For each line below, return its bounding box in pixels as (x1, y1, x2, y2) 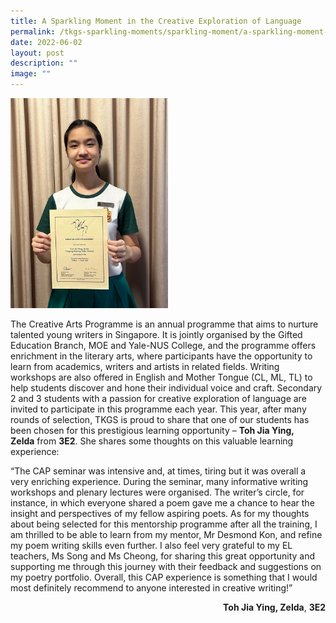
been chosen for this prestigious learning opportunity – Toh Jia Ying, (10, 425, 295, 436)
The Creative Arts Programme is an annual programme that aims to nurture (10, 318, 319, 330)
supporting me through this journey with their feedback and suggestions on (10, 561, 322, 572)
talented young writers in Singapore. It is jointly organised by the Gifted (10, 329, 303, 340)
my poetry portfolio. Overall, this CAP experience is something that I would (10, 571, 318, 583)
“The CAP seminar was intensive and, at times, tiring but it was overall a (10, 465, 307, 477)
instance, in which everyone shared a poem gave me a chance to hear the (10, 497, 315, 509)
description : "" (10, 58, 78, 69)
